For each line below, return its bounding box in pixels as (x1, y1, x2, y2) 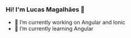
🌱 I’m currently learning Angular (14, 25, 94, 32)
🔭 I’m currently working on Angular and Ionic (14, 19, 126, 26)
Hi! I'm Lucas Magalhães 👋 (5, 5, 85, 14)
